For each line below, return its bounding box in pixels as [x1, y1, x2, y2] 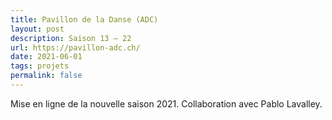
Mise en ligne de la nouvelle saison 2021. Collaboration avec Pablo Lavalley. [10, 97, 323, 110]
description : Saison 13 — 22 [10, 33, 132, 43]
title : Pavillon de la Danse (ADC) [10, 14, 159, 25]
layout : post [10, 24, 65, 34]
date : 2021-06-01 [10, 52, 83, 62]
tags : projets [10, 61, 70, 71]
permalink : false [10, 71, 83, 81]
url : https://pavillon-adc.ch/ [10, 42, 141, 53]
